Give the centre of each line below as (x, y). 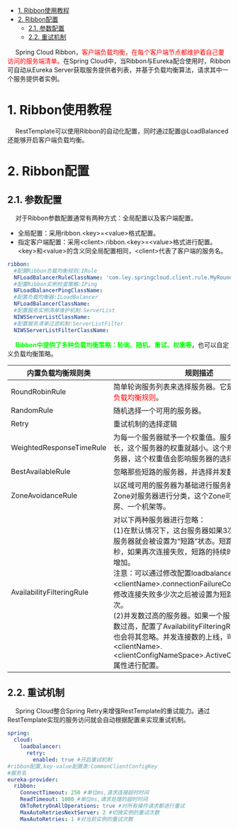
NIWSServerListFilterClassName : (62, 330)
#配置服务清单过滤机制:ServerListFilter (69, 324)
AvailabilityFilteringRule (50, 592)
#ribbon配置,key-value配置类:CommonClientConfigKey (83, 766)
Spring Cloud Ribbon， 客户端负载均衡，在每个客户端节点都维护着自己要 (120, 52)
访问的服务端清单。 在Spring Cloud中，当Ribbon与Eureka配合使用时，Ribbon (119, 61)
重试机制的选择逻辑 (145, 424)
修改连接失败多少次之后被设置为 (166, 594)
